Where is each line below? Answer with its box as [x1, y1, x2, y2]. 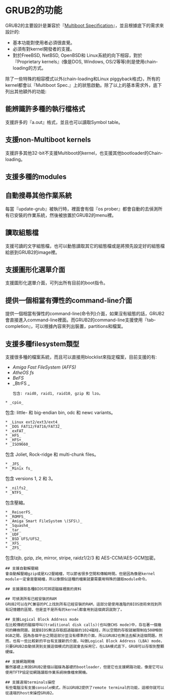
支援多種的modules [5, 172, 67, 181]
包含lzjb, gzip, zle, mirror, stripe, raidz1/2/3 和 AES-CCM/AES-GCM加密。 [5, 555, 158, 561]
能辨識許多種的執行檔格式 [5, 105, 85, 113]
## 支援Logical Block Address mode [5, 617, 79, 622]
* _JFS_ [5, 461, 22, 467]
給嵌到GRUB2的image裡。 [5, 249, 60, 255]
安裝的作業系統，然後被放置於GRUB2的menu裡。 [14, 212, 116, 218]
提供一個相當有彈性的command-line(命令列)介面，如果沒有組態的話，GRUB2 [5, 311, 165, 317]
